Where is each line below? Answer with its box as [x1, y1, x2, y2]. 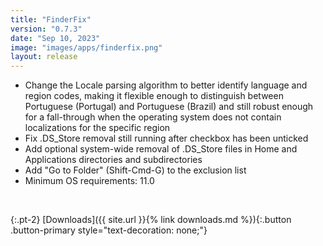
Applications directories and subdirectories [24, 154, 203, 166]
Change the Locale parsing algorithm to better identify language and [24, 79, 308, 91]
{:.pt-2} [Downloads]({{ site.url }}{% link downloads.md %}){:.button [10, 214, 292, 226]
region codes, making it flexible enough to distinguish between [24, 90, 284, 102]
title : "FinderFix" [10, 14, 92, 25]
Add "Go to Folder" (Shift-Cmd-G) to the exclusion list [24, 164, 247, 176]
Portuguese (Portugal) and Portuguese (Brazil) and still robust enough [24, 101, 314, 113]
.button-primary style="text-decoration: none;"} [10, 224, 208, 236]
